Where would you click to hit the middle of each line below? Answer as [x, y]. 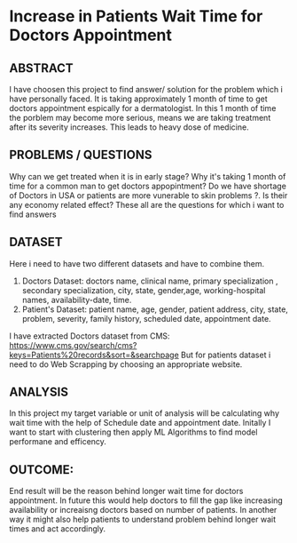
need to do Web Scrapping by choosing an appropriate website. [126, 364]
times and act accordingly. [58, 529]
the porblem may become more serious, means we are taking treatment [140, 118]
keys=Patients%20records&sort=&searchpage [94, 355]
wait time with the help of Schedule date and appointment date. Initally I [140, 423]
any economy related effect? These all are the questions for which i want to [147, 204]
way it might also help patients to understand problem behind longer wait [143, 519]
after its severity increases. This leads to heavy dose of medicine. [129, 127]
